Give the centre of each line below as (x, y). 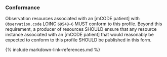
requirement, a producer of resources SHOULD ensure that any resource (81, 29)
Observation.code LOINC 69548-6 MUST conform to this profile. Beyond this (84, 24)
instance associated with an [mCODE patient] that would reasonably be (80, 35)
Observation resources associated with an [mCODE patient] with (73, 19)
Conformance (23, 8)
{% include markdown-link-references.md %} (53, 50)
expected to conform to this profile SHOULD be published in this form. (78, 40)
